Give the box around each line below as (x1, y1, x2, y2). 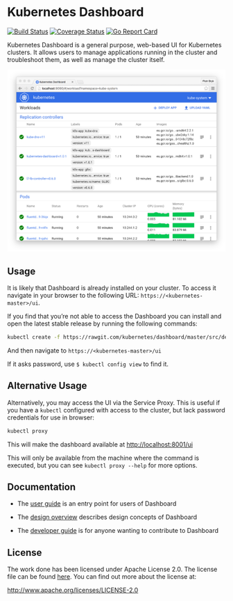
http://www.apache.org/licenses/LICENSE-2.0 (7, 586, 139, 595)
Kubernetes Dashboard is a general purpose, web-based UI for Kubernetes (7, 40, 222, 49)
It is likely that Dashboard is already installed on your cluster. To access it (7, 284, 216, 292)
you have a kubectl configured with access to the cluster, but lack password (7, 406, 225, 414)
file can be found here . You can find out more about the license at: (7, 572, 197, 581)
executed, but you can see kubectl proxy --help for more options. (7, 460, 198, 470)
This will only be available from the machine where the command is (7, 454, 200, 462)
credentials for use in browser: (7, 413, 95, 422)
